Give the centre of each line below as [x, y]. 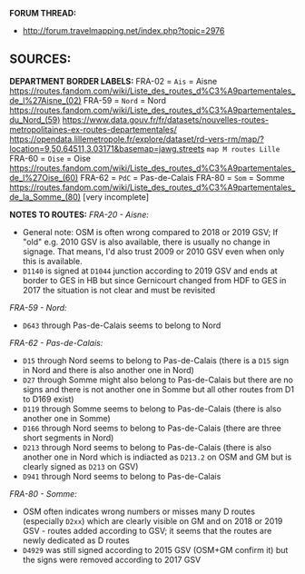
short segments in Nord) [68, 437]
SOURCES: [40, 59]
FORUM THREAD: [43, 13]
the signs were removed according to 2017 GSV [112, 559]
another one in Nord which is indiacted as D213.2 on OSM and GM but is [157, 457]
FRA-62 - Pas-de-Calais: [56, 342]
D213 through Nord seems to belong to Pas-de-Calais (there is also [147, 447]
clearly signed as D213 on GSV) [80, 466]
